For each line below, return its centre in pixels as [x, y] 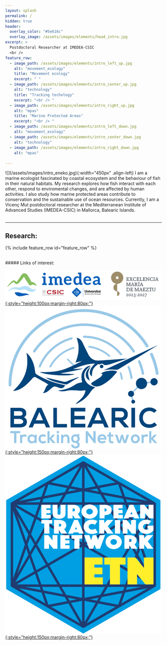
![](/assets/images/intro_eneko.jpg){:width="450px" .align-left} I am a [76, 173]
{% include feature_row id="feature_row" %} [51, 248]
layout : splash [21, 10]
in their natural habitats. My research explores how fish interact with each [80, 184]
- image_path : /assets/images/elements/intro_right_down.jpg [74, 147]
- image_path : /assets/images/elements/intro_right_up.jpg [72, 105]
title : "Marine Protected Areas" [49, 116]
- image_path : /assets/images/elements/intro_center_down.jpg [75, 137]
